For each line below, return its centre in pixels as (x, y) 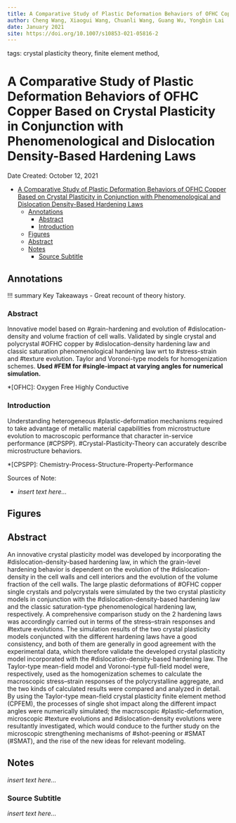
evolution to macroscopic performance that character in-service (100, 435)
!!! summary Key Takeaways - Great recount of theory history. (97, 295)
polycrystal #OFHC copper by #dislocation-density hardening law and (109, 344)
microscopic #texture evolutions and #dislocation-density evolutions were (114, 718)
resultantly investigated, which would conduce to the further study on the (113, 726)
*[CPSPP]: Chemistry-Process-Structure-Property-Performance (100, 464)
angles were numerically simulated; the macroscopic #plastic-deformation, (116, 711)
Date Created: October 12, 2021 (53, 176)
